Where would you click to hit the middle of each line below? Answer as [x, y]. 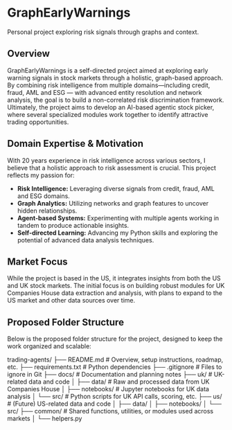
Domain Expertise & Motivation [75, 144]
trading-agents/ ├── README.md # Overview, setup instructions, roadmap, [115, 360]
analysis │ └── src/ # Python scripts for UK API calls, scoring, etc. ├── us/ [115, 397]
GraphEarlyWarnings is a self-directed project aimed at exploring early [108, 70]
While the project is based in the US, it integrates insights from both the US [114, 278]
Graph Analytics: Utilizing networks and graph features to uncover [113, 203]
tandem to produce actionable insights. [73, 225]
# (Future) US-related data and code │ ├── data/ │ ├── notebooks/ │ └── [114, 404]
